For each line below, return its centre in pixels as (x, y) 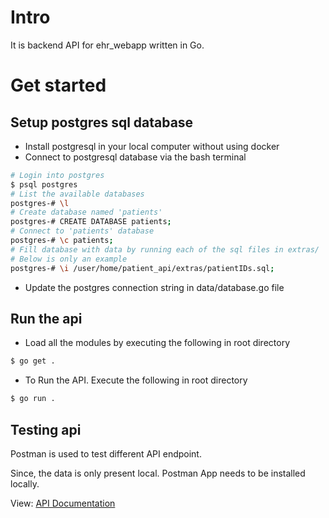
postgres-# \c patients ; (62, 241)
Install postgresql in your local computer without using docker (152, 146)
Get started (58, 85)
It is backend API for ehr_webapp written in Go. (107, 45)
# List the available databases (77, 194)
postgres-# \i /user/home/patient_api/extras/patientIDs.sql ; (142, 268)
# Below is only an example (69, 259)
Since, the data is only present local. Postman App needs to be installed (158, 473)
